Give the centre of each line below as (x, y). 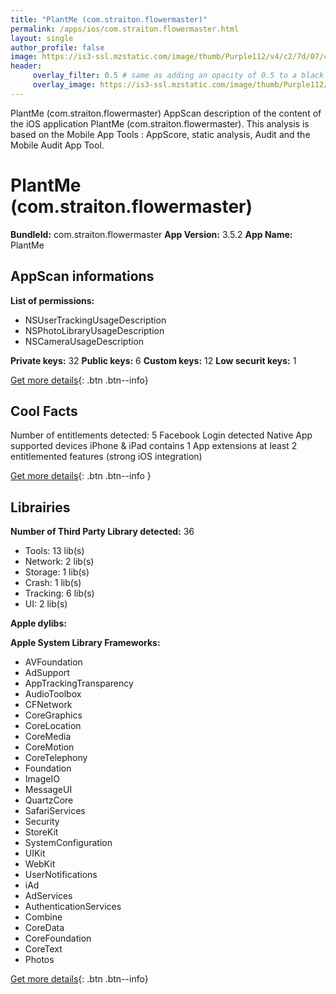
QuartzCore (49, 800)
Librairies (40, 507)
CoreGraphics (53, 715)
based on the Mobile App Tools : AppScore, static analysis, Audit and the (160, 134)
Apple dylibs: (38, 623)
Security (42, 822)
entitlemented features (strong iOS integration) (106, 457)
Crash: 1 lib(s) (53, 583)
